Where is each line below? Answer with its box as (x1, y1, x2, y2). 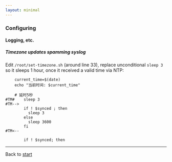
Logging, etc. (5, 37, 34, 44)
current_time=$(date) (14, 77, 60, 83)
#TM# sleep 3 (5, 97, 40, 103)
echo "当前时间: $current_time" (14, 83, 80, 88)
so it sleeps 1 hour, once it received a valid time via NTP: (5, 67, 124, 73)
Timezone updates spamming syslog (5, 49, 86, 55)
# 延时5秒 (14, 93, 33, 98)
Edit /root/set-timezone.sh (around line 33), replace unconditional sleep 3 (5, 62, 163, 68)
